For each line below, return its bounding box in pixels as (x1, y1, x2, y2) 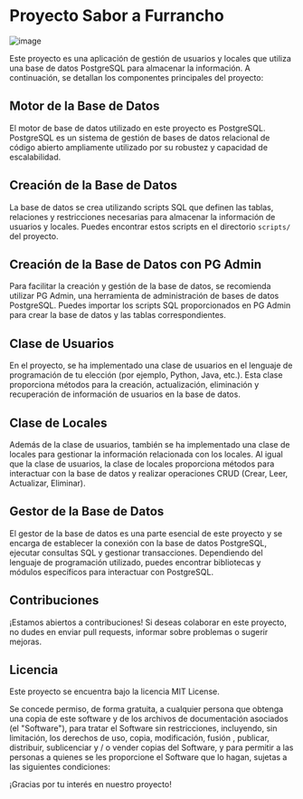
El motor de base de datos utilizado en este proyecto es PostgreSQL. (9, 122, 266, 133)
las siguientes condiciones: (9, 762, 111, 773)
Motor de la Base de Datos (9, 99, 160, 114)
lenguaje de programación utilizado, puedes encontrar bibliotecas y (9, 556, 261, 567)
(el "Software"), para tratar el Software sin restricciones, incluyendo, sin (9, 723, 278, 734)
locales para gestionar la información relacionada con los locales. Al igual (9, 449, 283, 459)
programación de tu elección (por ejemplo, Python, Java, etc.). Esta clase (9, 370, 283, 380)
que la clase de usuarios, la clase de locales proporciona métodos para (9, 458, 275, 469)
